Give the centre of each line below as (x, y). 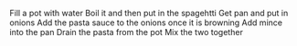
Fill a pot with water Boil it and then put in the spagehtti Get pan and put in (149, 13)
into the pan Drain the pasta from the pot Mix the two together (127, 32)
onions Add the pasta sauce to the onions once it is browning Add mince (146, 23)
